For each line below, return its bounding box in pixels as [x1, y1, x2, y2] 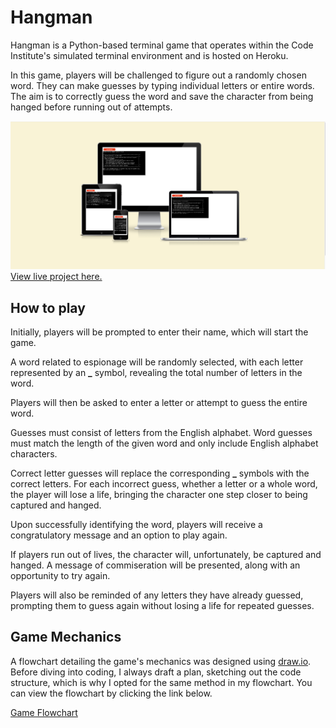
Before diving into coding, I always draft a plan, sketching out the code [10, 666, 302, 678]
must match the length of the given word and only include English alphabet [10, 437, 319, 449]
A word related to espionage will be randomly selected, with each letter [10, 356, 304, 368]
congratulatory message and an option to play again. [10, 529, 228, 541]
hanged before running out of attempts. [10, 101, 173, 113]
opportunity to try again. [10, 569, 111, 581]
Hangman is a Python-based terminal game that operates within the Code [10, 39, 314, 51]
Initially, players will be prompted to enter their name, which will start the [10, 326, 309, 338]
